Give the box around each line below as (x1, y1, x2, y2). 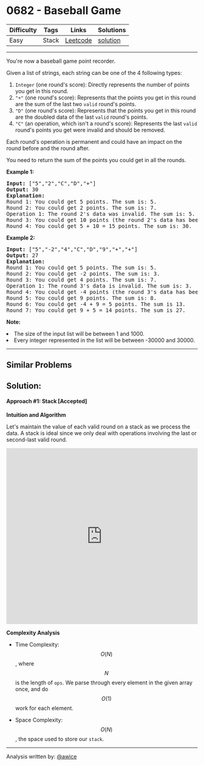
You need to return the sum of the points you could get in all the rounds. (6, 156, 186, 163)
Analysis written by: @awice (6, 753, 77, 760)
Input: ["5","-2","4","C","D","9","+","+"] (6, 246, 138, 253)
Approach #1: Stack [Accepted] (6, 397, 87, 405)
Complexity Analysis (6, 629, 60, 636)
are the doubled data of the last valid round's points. (15, 113, 148, 121)
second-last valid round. (6, 436, 67, 443)
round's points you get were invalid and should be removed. (15, 126, 166, 133)
